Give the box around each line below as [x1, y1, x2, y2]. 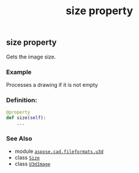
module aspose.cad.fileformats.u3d [14, 148, 104, 155]
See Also [6, 134, 33, 142]
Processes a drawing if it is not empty [6, 81, 98, 88]
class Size [14, 154, 40, 161]
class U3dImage [14, 161, 51, 168]
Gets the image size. [6, 53, 56, 60]
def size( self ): [6, 115, 46, 121]
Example [6, 68, 32, 76]
